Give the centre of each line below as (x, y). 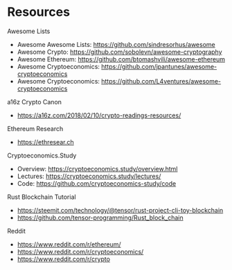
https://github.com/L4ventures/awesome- (161, 81)
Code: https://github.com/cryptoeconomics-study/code (97, 183)
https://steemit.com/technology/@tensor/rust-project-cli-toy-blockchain (120, 210)
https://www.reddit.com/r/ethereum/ (69, 244)
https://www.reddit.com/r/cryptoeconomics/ (80, 251)
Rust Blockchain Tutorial (42, 197)
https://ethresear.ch (45, 142)
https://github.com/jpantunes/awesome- (159, 66)
